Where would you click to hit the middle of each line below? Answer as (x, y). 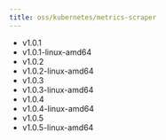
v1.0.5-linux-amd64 (58, 127)
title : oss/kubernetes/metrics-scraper (83, 17)
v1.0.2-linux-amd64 (58, 71)
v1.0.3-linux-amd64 (58, 89)
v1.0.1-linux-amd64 (56, 52)
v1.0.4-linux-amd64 (58, 108)
